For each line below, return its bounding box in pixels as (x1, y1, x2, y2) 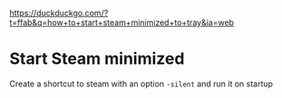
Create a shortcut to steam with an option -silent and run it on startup (9, 78, 274, 89)
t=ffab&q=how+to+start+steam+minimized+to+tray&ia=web (9, 17, 234, 28)
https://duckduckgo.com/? (9, 8, 109, 18)
